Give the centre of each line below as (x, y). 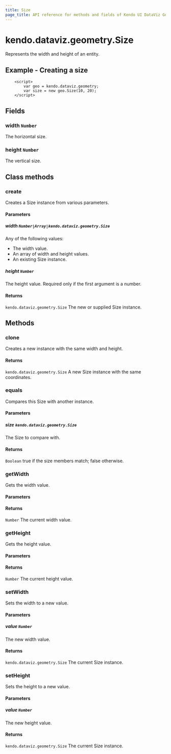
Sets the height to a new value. (38, 687)
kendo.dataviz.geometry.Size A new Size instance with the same (73, 372)
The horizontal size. (26, 136)
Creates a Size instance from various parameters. (57, 203)
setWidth (17, 592)
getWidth (17, 474)
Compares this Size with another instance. (50, 401)
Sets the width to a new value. (37, 603)
